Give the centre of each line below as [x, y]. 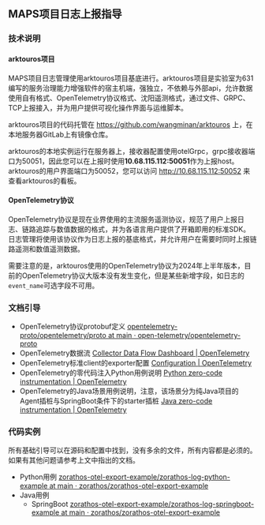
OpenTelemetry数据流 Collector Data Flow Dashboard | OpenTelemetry [134, 353]
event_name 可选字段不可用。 [54, 285]
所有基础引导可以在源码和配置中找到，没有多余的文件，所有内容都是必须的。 [132, 450]
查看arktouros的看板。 [45, 181]
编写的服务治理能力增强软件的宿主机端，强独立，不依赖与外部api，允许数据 [131, 88]
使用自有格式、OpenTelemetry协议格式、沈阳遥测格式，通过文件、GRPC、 [129, 98]
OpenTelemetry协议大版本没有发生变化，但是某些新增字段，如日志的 [133, 276]
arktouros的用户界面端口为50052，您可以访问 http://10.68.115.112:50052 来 [129, 171]
